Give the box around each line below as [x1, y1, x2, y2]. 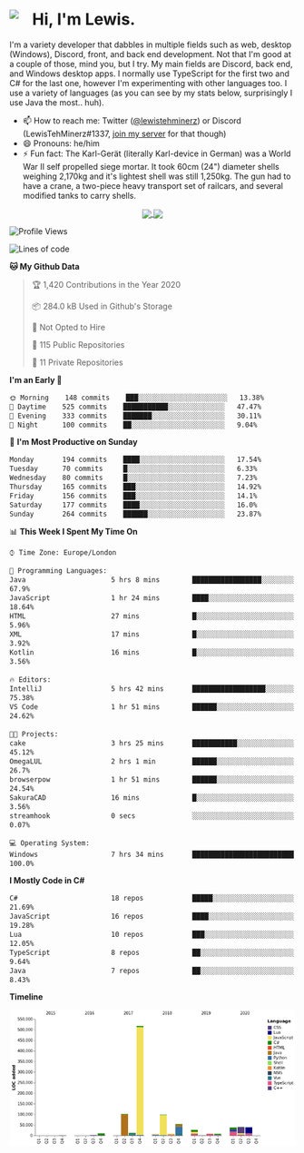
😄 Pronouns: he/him [22, 137, 100, 149]
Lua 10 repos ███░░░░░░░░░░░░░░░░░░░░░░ [9, 931, 295, 940]
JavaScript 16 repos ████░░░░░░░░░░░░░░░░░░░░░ [9, 912, 295, 921]
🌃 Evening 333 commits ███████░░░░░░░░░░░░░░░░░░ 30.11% [9, 411, 261, 421]
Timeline [9, 991, 44, 1002]
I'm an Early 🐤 [9, 375, 63, 386]
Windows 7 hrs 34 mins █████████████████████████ [9, 850, 295, 860]
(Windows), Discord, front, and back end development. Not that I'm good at [9, 48, 292, 59]
